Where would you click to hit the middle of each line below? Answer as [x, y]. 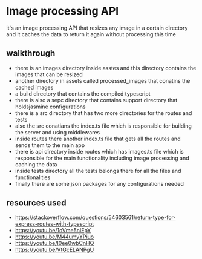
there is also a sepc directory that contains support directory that [96, 100]
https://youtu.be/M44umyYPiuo [54, 237]
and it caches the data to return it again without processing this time [91, 34]
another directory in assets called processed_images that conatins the [103, 80]
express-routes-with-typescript [54, 224]
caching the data [36, 164]
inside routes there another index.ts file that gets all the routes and [98, 139]
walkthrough [31, 54]
